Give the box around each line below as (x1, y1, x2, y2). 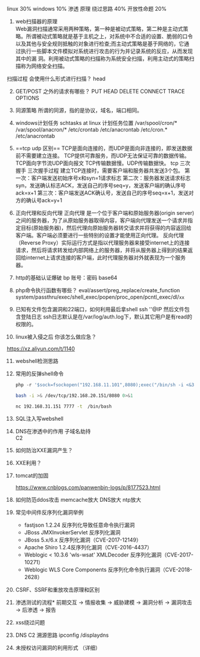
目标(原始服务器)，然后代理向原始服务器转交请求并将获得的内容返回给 (20, 224, 192, 231)
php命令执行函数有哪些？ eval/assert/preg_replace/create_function (15, 287, 180, 293)
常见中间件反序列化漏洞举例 (15, 508, 84, 516)
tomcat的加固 (15, 472, 49, 479)
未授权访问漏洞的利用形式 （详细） (15, 644, 101, 651)
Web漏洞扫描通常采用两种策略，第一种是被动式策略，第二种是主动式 (15, 26, 183, 32)
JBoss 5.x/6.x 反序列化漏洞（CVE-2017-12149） (24, 536, 142, 543)
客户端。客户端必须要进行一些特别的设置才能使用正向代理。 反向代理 (15, 231, 184, 239)
